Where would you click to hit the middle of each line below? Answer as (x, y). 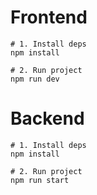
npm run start (40, 180)
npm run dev (35, 79)
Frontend (49, 17)
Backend (47, 118)
